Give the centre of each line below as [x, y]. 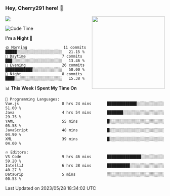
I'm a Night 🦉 [19, 38]
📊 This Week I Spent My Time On [41, 88]
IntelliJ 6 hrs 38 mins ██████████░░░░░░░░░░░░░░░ [85, 166]
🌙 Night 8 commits [44, 74]
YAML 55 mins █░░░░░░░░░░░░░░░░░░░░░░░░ [85, 121]
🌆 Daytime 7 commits [44, 57]
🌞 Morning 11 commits [46, 47]
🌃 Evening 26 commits [45, 65]
